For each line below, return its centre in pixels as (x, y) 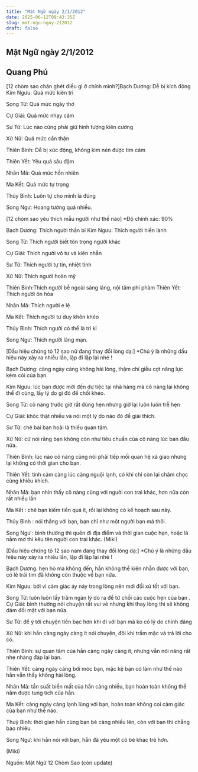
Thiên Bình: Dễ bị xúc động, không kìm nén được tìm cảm (76, 150)
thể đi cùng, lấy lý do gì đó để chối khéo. (56, 393)
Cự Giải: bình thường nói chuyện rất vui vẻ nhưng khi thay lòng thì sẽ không (98, 604)
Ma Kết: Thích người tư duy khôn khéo (53, 317)
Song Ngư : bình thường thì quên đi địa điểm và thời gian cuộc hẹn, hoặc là (97, 533)
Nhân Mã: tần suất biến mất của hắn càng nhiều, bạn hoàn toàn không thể (96, 687)
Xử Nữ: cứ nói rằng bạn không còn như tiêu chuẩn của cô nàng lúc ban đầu (98, 439)
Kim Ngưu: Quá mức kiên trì (40, 93)
